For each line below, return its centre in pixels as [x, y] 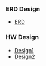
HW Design [22, 37]
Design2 [24, 56]
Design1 [24, 50]
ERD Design [23, 9]
